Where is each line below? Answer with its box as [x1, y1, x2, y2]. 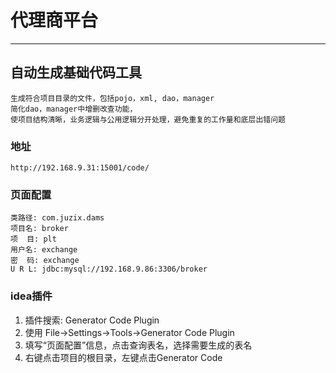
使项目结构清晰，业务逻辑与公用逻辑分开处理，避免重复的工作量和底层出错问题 [10, 114, 286, 125]
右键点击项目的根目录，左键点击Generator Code [24, 351, 223, 363]
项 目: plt [10, 234, 57, 245]
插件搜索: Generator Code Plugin [24, 314, 160, 326]
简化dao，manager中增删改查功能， [10, 104, 138, 114]
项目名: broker [10, 224, 69, 234]
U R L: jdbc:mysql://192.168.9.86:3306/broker [10, 264, 208, 275]
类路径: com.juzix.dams [10, 213, 105, 223]
